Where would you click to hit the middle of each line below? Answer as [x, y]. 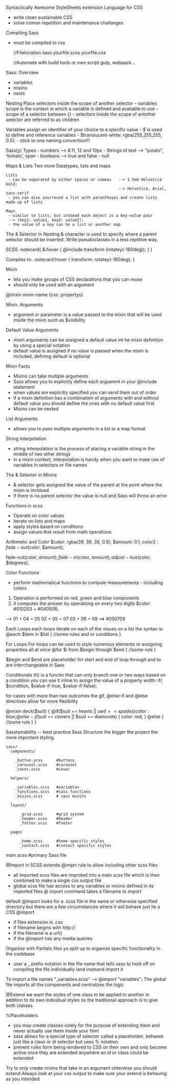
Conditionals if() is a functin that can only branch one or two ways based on [86, 675]
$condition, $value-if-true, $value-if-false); [51, 686]
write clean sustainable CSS [43, 17]
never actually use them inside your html [56, 1031]
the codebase [20, 954]
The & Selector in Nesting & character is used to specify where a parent [81, 234]
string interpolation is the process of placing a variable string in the [84, 449]
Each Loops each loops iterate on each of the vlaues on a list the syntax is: [85, 629]
